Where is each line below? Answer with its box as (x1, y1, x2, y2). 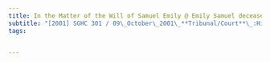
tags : (8, 27, 27, 35)
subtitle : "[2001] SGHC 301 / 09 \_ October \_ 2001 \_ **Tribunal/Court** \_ (8, 19, 253, 27)
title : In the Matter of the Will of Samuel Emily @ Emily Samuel (8, 11, 235, 20)
